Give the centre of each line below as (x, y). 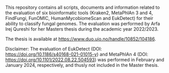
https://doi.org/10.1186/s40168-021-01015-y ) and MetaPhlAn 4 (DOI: (77, 54)
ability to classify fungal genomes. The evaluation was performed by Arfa (83, 23)
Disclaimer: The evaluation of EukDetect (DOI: (54, 49)
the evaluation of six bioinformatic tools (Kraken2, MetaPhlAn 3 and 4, (79, 13)
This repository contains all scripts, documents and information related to (83, 7)
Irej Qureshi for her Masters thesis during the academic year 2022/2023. (82, 29)
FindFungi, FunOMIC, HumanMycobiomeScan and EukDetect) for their (79, 18)
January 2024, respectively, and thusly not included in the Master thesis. (82, 65)
